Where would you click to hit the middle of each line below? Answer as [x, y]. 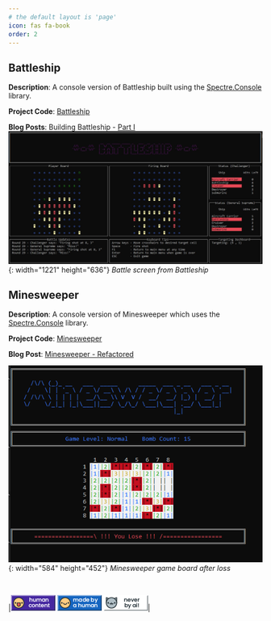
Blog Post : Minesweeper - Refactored [71, 355]
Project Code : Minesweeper [55, 338]
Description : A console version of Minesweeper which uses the [114, 314]
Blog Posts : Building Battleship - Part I [72, 127]
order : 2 [23, 34]
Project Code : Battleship [49, 111]
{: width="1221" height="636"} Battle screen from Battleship [108, 270]
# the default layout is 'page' [63, 17]
